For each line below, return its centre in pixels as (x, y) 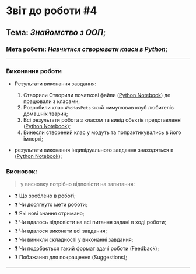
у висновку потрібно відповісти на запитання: (78, 184)
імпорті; (33, 139)
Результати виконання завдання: (55, 84)
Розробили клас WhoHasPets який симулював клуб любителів (98, 108)
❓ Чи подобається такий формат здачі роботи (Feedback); (87, 249)
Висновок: (22, 172)
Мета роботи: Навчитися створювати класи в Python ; (87, 49)
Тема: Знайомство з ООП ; (56, 32)
